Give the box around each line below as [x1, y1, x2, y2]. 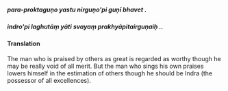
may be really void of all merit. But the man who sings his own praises [7, 62, 204, 70]
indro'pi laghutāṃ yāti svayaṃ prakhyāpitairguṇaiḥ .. [7, 22, 164, 31]
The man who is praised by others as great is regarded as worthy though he [7, 54, 221, 62]
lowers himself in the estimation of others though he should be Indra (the [7, 69, 213, 77]
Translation [7, 39, 40, 48]
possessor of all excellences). [7, 76, 91, 84]
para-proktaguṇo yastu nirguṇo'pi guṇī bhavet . [7, 5, 147, 14]
